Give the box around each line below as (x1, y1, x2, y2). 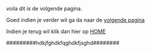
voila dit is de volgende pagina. (6, 5, 83, 12)
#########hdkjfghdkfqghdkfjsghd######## (6, 40, 120, 46)
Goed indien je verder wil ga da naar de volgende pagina (6, 17, 145, 23)
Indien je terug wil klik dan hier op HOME (6, 28, 106, 35)
